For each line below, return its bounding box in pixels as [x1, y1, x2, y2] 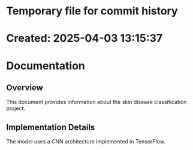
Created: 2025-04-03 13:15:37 [6, 32, 163, 45]
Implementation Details [6, 122, 95, 132]
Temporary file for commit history [6, 4, 178, 18]
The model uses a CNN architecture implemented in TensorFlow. [6, 138, 166, 145]
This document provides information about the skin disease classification [6, 99, 187, 106]
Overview [6, 82, 44, 93]
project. [6, 105, 26, 112]
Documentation [6, 59, 86, 72]
